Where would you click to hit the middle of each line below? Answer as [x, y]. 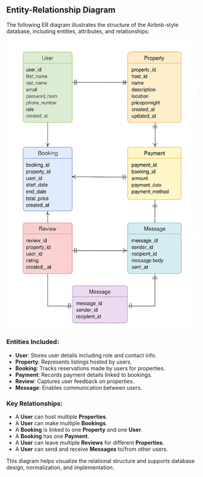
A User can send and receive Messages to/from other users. [91, 449]
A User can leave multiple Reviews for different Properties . [90, 443]
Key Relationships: [34, 403]
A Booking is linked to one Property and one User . [79, 430]
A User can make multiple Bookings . [61, 423]
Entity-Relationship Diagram [61, 10]
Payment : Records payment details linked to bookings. [84, 375]
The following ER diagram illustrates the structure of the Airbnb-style [92, 24]
